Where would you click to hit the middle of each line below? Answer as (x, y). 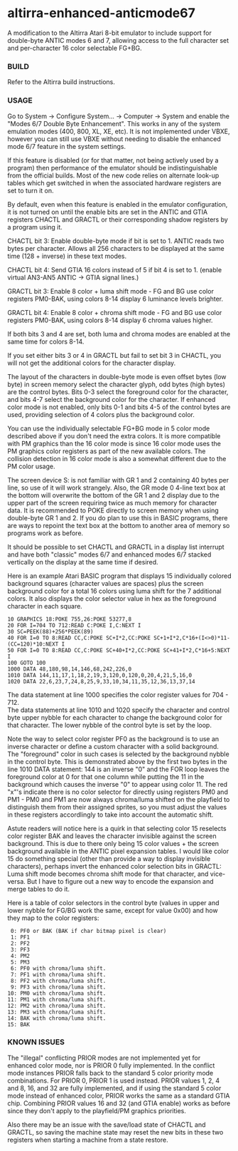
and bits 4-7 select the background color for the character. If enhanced (112, 399)
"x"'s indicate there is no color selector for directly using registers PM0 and (118, 792)
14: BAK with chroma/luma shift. (57, 1018)
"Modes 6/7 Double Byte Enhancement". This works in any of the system (114, 123)
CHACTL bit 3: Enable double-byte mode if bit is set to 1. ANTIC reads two (116, 241)
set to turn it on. (31, 190)
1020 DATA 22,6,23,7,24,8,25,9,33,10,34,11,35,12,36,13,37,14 (101, 681)
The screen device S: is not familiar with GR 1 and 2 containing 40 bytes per (118, 480)
